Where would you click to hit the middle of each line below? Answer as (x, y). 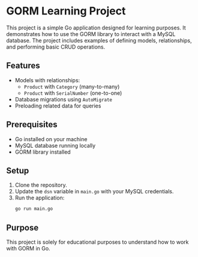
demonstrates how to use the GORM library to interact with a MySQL (91, 34)
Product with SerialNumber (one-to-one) (73, 93)
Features (23, 66)
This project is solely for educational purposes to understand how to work (97, 242)
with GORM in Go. (28, 249)
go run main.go (34, 209)
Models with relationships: (47, 80)
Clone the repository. (41, 185)
